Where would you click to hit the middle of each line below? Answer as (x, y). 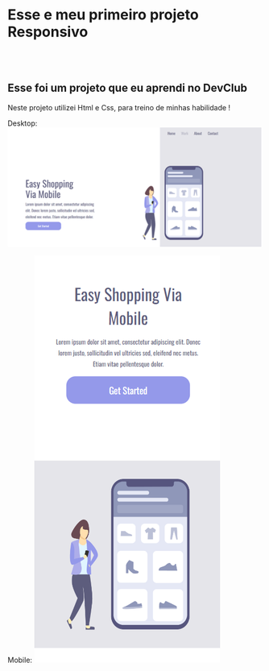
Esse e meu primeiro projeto (103, 15)
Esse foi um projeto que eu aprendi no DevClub (127, 88)
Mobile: (20, 660)
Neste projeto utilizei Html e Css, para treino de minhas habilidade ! (119, 107)
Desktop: (23, 123)
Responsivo (48, 32)
